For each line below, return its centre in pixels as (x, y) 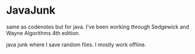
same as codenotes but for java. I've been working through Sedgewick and (98, 27)
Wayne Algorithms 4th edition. (43, 33)
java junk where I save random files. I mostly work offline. (76, 45)
